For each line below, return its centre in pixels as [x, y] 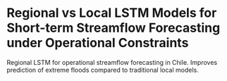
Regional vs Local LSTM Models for [112, 13]
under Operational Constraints [98, 43]
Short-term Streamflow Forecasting [114, 28]
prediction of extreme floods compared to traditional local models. [103, 70]
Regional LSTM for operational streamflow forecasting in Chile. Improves [112, 62]
